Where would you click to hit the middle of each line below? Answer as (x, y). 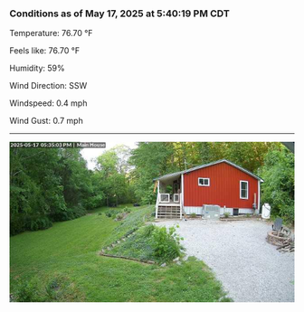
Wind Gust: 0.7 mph (46, 121)
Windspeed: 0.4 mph (48, 103)
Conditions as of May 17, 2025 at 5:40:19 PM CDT (120, 14)
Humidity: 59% (37, 68)
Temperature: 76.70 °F (51, 33)
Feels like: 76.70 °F (44, 51)
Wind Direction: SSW (48, 86)
